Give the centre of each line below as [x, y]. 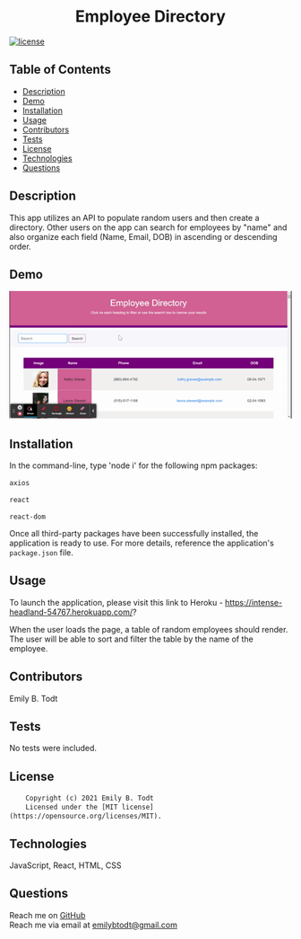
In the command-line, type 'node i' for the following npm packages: [133, 465]
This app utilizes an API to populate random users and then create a [134, 217]
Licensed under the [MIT [72, 807]
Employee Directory [150, 17]
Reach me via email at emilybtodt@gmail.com [93, 925]
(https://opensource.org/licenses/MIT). [86, 816]
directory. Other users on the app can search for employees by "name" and [148, 227]
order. [20, 246]
